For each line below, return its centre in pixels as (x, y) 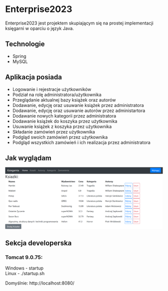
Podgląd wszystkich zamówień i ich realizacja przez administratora (81, 142)
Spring (19, 56)
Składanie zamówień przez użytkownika (53, 131)
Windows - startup (24, 268)
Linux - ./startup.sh (25, 273)
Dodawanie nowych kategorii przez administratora (64, 115)
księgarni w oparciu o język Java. (39, 28)
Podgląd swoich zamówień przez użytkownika (60, 137)
